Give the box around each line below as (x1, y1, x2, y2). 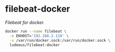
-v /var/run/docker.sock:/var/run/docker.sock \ (9, 38, 111, 43)
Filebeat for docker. (5, 19, 45, 25)
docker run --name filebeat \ (5, 29, 67, 34)
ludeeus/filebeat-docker (9, 42, 60, 47)
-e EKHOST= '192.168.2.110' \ (9, 33, 69, 38)
